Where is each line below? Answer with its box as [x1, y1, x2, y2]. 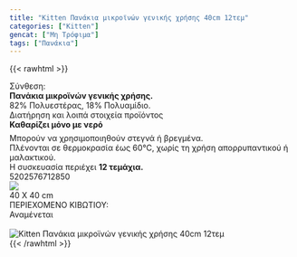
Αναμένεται [9, 209, 53, 220]
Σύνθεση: [9, 81, 46, 91]
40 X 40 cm [9, 190, 54, 201]
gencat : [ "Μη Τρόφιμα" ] [9, 30, 100, 39]
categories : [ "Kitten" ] [9, 22, 100, 31]
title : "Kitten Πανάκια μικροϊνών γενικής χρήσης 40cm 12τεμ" [9, 13, 249, 23]
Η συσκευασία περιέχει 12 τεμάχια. [9, 162, 144, 173]
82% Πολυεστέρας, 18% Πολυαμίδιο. [9, 100, 151, 111]
